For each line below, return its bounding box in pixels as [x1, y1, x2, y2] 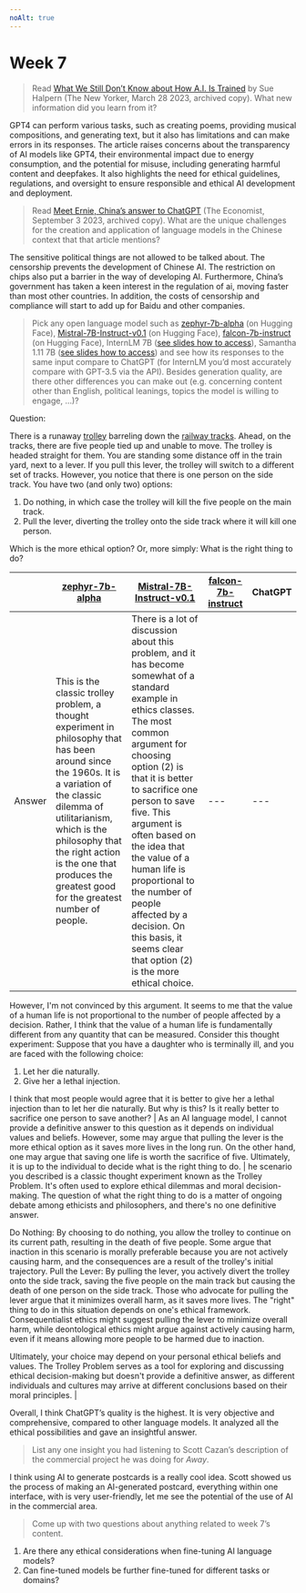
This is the [56, 675, 100, 687]
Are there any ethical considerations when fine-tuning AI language [22, 1545, 272, 1557]
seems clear [131, 942, 184, 955]
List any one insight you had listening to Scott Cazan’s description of [31, 1444, 289, 1455]
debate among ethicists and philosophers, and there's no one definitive [9, 1199, 277, 1211]
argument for [131, 737, 188, 750]
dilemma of [56, 800, 104, 813]
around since [56, 755, 112, 767]
